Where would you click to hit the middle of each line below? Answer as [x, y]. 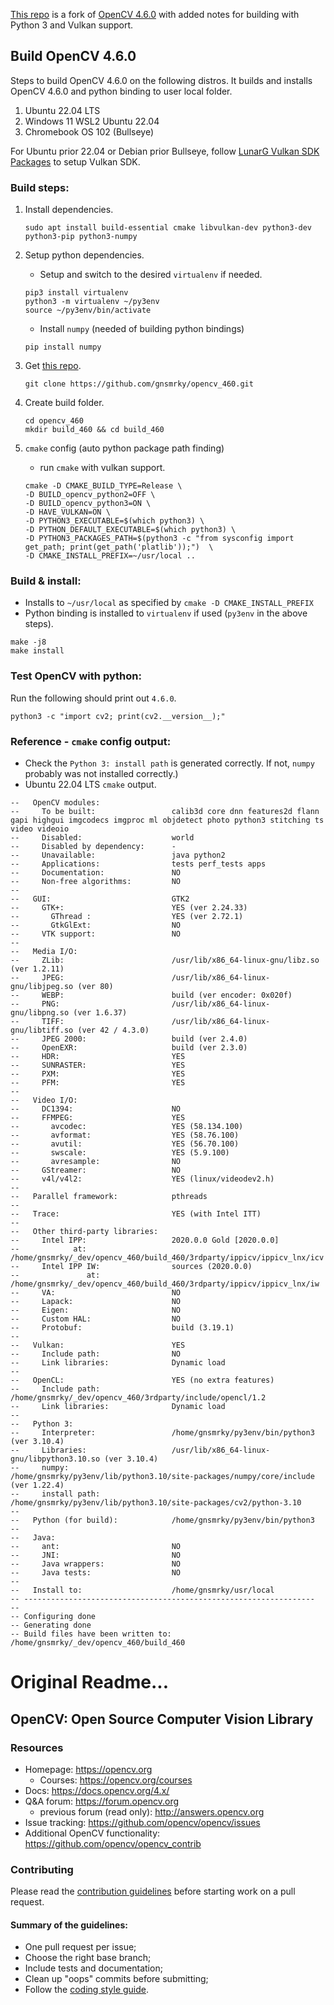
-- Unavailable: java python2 [118, 855]
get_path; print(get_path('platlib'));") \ [119, 547]
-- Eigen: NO [96, 1310]
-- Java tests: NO [96, 1573]
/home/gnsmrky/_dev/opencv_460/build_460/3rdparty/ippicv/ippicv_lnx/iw [165, 1284]
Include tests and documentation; [93, 1968]
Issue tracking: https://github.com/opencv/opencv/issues [142, 1822]
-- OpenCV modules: [55, 803]
